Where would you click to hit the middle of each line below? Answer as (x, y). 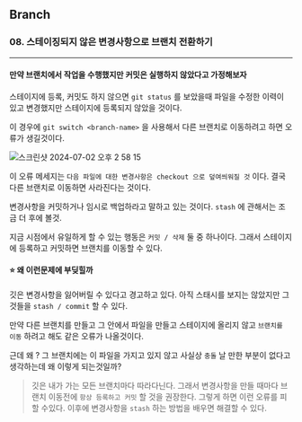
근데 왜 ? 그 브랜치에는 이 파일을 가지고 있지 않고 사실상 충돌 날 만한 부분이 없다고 (150, 356)
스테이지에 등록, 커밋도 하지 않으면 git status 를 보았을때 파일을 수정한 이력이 (147, 96)
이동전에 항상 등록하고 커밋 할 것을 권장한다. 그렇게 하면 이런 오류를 (163, 397)
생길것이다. (45, 137)
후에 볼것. (45, 217)
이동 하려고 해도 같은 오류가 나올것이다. (76, 337)
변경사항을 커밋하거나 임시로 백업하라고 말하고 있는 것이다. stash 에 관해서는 (143, 207)
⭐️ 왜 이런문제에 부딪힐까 (51, 270)
